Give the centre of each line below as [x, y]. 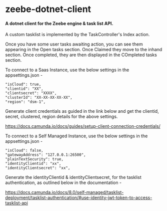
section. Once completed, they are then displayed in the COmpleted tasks [81, 55]
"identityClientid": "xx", [33, 164]
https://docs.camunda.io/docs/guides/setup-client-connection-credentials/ [83, 126]
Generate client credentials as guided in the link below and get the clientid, [82, 111]
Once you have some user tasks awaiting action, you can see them [74, 44]
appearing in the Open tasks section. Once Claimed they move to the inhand [84, 50]
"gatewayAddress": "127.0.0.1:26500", [45, 155]
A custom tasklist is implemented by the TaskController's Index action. [77, 35]
